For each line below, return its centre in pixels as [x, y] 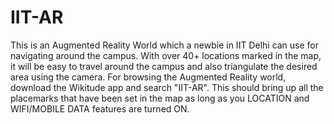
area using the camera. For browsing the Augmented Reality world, [148, 77]
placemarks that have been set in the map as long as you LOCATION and [160, 98]
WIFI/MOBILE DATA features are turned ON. [100, 108]
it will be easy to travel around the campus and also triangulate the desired [164, 66]
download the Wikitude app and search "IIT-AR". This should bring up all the [167, 87]
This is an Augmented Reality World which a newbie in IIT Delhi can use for [165, 45]
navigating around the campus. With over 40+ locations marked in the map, [166, 55]
